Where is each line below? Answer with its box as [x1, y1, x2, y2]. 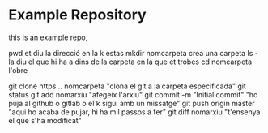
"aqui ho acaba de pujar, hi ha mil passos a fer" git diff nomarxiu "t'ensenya [8, 107, 261, 117]
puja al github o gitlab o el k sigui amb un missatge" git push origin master [8, 98, 255, 108]
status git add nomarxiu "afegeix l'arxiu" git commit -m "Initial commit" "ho [8, 89, 258, 99]
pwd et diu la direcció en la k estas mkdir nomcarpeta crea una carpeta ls [8, 48, 253, 58]
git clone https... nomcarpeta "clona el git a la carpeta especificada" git [8, 81, 247, 91]
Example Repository [8, 6, 147, 24]
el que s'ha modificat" [8, 115, 83, 125]
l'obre [8, 65, 28, 75]
